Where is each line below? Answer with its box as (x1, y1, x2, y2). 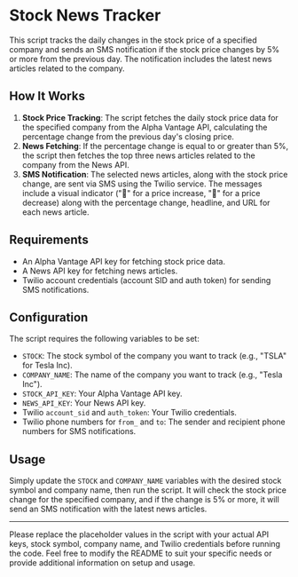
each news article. (21, 206, 90, 217)
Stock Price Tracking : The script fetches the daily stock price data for (21, 112, 279, 123)
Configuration (9, 310, 89, 325)
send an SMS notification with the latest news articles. (9, 503, 208, 515)
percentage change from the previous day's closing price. (21, 130, 235, 142)
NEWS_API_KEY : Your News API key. (21, 398, 146, 408)
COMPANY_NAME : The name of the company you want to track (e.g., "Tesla (21, 369, 283, 380)
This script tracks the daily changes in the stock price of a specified (9, 35, 257, 45)
